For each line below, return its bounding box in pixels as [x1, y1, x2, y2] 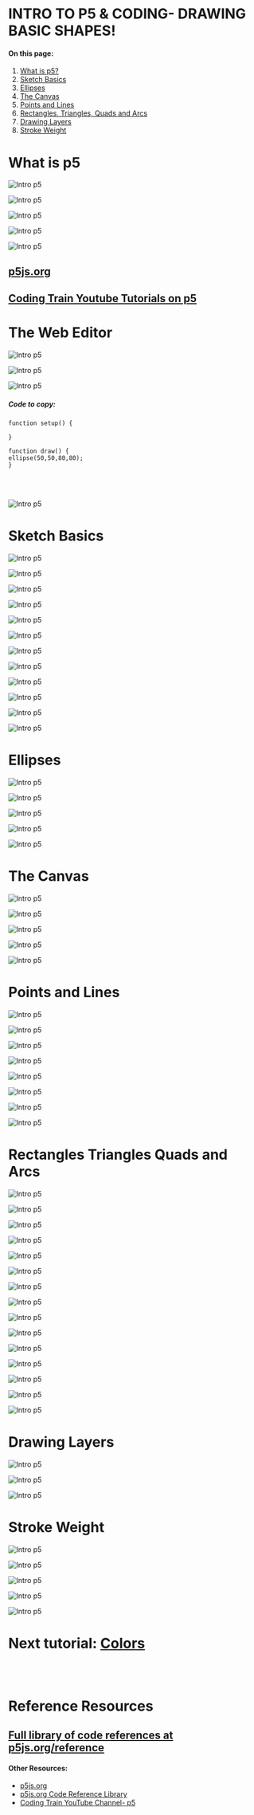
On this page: [8, 49, 54, 58]
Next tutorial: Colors [8, 1634, 146, 1652]
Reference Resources [8, 1697, 154, 1715]
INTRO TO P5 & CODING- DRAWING [8, 5, 247, 23]
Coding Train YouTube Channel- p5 [19, 1798, 136, 1808]
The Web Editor [8, 324, 113, 342]
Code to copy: [8, 399, 56, 409]
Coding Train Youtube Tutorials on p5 [8, 292, 197, 305]
